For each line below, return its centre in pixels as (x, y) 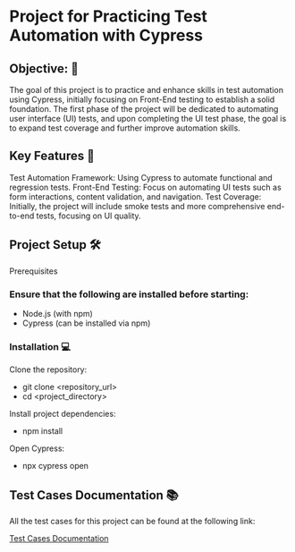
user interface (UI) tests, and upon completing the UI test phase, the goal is (148, 119)
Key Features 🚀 (52, 156)
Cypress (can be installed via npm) (86, 323)
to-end (22, 216)
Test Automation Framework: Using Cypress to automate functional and (141, 177)
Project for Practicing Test (109, 17)
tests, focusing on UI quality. (88, 216)
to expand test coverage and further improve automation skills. (125, 128)
